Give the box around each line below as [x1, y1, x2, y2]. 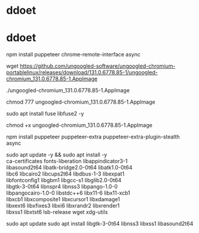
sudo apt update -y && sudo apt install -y [6, 151, 108, 159]
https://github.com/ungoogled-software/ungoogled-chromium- [20, 62, 176, 69]
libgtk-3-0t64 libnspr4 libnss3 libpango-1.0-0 [6, 183, 118, 190]
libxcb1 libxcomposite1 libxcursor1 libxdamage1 [6, 196, 121, 203]
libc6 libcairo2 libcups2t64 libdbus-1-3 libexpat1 [6, 170, 124, 177]
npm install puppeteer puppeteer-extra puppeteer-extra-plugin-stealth [6, 133, 180, 141]
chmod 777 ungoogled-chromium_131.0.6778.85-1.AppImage [6, 98, 155, 105]
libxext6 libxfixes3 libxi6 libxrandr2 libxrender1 [6, 202, 120, 210]
